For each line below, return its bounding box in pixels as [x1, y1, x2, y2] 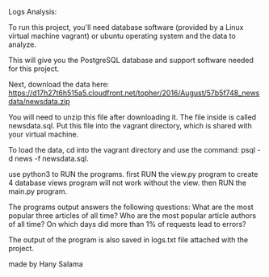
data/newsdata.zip [8, 97, 70, 106]
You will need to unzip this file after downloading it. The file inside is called [8, 112, 257, 122]
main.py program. [8, 187, 67, 196]
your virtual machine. [8, 129, 79, 139]
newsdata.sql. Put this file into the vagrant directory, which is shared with [8, 121, 252, 130]
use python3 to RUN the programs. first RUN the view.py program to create [8, 170, 258, 178]
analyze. [8, 40, 37, 49]
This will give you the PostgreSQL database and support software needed [8, 56, 254, 65]
